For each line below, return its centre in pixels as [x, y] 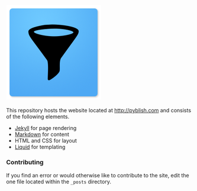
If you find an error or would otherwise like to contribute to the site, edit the [98, 175]
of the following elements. [38, 116]
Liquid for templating [40, 147]
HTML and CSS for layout [46, 141]
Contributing [25, 163]
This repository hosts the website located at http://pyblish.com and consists [98, 111]
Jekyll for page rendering [46, 128]
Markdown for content [42, 134]
